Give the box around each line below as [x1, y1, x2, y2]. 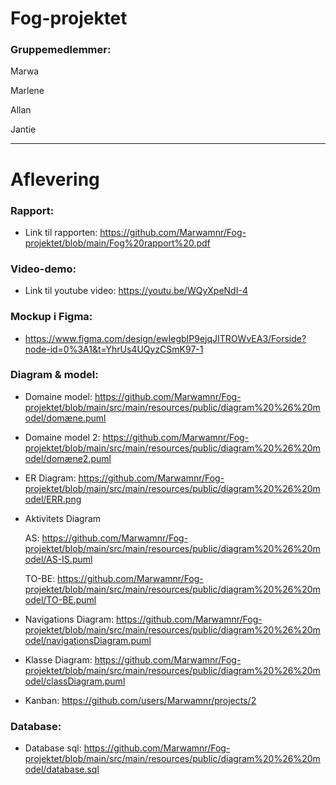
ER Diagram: [24, 472, 77, 484]
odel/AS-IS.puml [24, 553, 93, 565]
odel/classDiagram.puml [24, 675, 126, 687]
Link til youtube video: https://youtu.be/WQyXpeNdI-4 [24, 285, 248, 297]
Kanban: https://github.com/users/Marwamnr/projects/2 [24, 694, 257, 706]
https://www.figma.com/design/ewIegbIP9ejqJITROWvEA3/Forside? [24, 332, 307, 344]
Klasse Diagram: [24, 653, 93, 666]
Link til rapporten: [24, 226, 98, 238]
